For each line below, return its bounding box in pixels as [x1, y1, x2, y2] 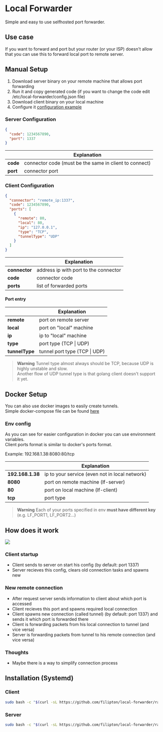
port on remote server [39, 316, 89, 323]
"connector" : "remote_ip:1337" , [9, 198, 75, 203]
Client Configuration [5, 182, 54, 189]
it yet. [16, 376, 29, 382]
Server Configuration [5, 116, 56, 123]
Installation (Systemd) [5, 674, 74, 682]
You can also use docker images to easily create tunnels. [5, 403, 119, 409]
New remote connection [5, 584, 63, 591]
